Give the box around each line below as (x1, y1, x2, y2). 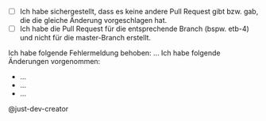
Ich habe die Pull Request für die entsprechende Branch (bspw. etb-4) (19, 24, 250, 34)
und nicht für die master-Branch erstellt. (19, 33, 152, 43)
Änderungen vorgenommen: (8, 57, 101, 66)
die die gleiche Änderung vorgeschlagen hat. (19, 16, 168, 25)
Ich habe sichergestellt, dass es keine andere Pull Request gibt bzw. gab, (19, 7, 259, 16)
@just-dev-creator (8, 104, 69, 114)
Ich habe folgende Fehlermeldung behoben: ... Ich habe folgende (8, 48, 221, 58)
